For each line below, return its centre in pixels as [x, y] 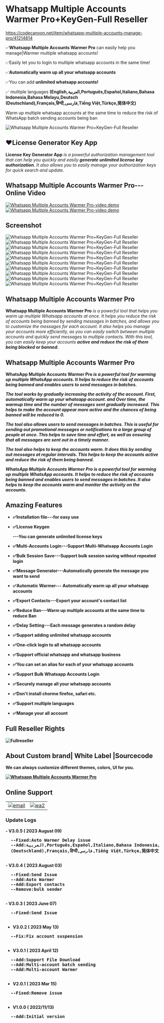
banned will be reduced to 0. [35, 415]
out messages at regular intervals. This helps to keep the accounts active [82, 454]
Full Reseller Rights [35, 729]
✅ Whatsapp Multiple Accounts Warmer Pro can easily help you [71, 47]
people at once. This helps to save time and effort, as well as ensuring [78, 435]
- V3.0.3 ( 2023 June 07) [31, 903]
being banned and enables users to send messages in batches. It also [78, 480]
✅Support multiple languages [43, 703]
